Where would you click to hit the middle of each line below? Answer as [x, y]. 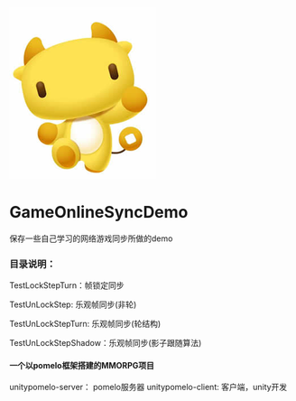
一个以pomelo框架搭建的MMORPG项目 [82, 365]
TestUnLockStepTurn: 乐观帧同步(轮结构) [85, 324]
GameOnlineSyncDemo [99, 213]
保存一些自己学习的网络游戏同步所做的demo [91, 238]
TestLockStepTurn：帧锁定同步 [67, 285]
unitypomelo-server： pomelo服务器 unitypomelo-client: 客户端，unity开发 [148, 387]
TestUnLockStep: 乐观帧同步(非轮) [73, 304]
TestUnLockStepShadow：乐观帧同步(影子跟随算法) [106, 343]
